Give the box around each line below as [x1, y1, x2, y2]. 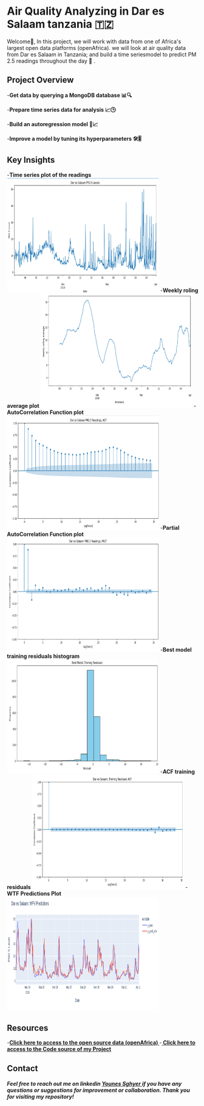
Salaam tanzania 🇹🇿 [7, 17, 114, 31]
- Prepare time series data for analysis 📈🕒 [7, 105, 116, 113]
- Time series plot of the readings [7, 171, 92, 178]
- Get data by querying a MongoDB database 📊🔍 [7, 91, 132, 99]
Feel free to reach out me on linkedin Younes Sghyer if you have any [7, 1080, 182, 1088]
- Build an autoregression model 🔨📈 [7, 120, 98, 127]
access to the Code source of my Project [7, 1046, 112, 1053]
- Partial [160, 524, 180, 531]
